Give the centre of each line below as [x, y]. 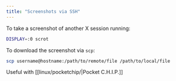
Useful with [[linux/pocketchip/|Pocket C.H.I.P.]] [65, 72]
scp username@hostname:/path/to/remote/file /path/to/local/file [88, 61]
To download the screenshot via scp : [51, 50]
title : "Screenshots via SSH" [43, 11]
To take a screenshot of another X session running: [69, 28]
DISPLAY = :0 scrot [27, 39]
